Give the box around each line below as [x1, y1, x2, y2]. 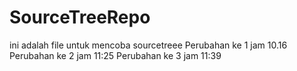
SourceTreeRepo [9, 6, 151, 29]
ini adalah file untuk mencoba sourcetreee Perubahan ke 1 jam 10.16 [9, 39, 288, 51]
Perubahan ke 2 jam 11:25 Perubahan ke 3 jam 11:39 [9, 49, 222, 61]
